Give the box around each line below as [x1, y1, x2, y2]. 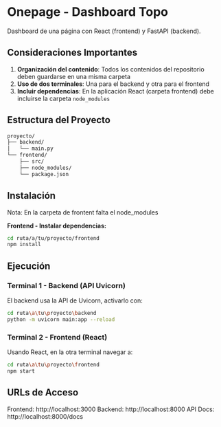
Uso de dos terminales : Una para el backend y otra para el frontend [16, 80, 210, 88]
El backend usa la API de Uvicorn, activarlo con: [7, 296, 143, 305]
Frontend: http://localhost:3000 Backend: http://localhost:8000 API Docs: [7, 405, 215, 413]
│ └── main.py [7, 145, 54, 152]
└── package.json [19, 171, 69, 177]
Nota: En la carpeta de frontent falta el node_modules [7, 208, 159, 217]
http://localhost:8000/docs [7, 412, 84, 420]
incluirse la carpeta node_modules [16, 94, 110, 102]
